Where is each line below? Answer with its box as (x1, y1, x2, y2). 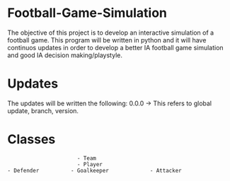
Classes (7, 132, 56, 148)
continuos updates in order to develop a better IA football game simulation (7, 43, 224, 52)
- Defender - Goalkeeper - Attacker (7, 167, 182, 174)
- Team (76, 154, 97, 162)
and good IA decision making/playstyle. (7, 51, 122, 59)
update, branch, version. (7, 106, 79, 115)
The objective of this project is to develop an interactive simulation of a (7, 28, 214, 37)
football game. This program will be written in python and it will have (7, 35, 207, 44)
